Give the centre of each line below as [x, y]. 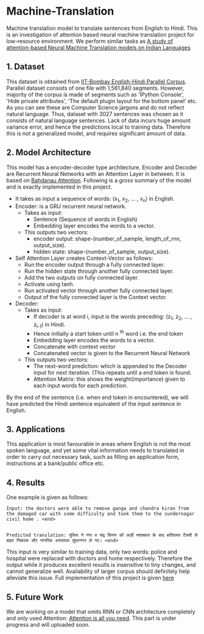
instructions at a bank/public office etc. [55, 463]
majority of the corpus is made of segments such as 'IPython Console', [95, 94]
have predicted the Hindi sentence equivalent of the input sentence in [94, 403]
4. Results [26, 482]
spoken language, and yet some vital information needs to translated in [95, 450]
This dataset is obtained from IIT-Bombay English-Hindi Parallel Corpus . [97, 81]
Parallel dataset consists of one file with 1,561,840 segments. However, [95, 88]
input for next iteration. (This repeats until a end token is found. [112, 372]
